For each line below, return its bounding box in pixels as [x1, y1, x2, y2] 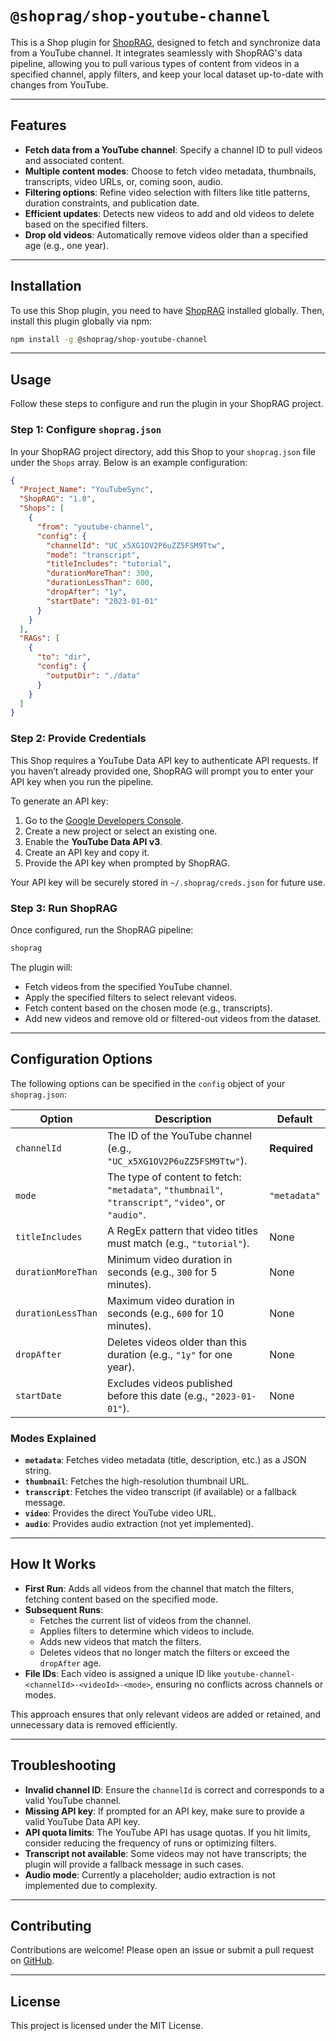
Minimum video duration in [106, 1252, 233, 1266]
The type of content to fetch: [106, 1170, 242, 1184]
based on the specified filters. [24, 218, 149, 230]
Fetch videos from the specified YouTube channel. [24, 980, 233, 992]
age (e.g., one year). [24, 239, 110, 251]
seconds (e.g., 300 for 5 [106, 1265, 218, 1279]
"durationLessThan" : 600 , [46, 578, 155, 588]
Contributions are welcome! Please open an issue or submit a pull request [10, 1944, 315, 1956]
